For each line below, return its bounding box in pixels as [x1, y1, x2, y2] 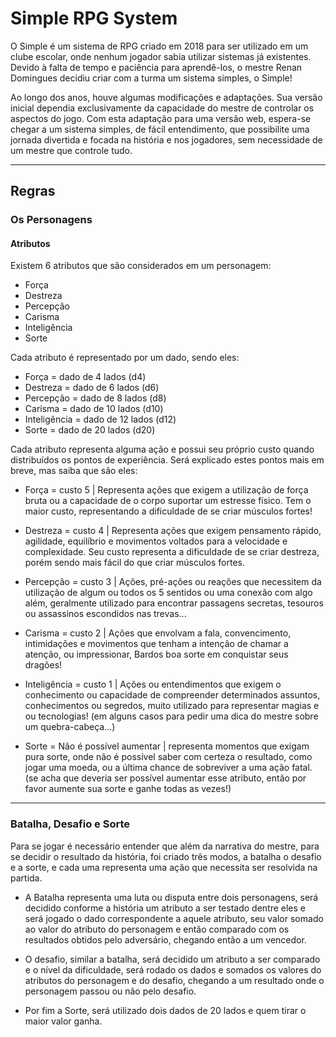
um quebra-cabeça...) [24, 721, 116, 733]
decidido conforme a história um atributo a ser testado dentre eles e [24, 902, 307, 914]
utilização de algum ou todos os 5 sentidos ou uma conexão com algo [24, 587, 313, 599]
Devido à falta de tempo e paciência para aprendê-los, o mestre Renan [10, 61, 303, 73]
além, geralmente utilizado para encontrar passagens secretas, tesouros [24, 597, 324, 609]
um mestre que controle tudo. [10, 144, 133, 156]
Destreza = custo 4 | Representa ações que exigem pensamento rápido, [24, 525, 322, 537]
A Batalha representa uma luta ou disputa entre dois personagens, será [24, 891, 319, 903]
